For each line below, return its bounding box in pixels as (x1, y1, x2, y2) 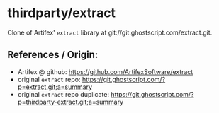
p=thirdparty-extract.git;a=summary (17, 97, 124, 106)
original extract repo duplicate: (17, 90, 110, 98)
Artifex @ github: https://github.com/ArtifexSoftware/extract (17, 67, 193, 76)
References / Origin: (7, 49, 99, 61)
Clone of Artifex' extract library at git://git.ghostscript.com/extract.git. (7, 28, 213, 37)
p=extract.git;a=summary (17, 83, 93, 91)
